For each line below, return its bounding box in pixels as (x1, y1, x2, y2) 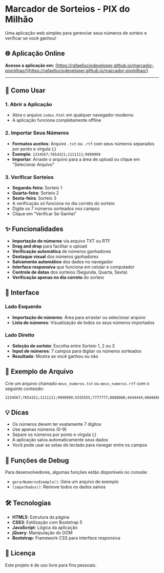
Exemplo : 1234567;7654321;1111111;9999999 (12, 151, 101, 157)
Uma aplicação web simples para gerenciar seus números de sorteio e (5, 30, 147, 36)
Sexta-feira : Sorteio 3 (12, 195, 57, 201)
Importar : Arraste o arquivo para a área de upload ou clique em (12, 156, 140, 162)
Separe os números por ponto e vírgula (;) (12, 432, 97, 437)
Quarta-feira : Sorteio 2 (12, 190, 60, 196)
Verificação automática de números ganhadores (12, 248, 111, 254)
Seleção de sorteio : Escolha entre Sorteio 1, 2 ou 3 (12, 343, 115, 348)
